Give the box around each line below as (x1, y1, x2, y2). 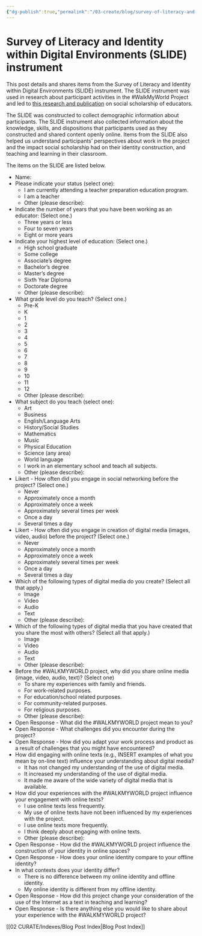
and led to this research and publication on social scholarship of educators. (6, 100, 193, 107)
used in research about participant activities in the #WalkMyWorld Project (6, 93, 189, 100)
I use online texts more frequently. (23, 821, 109, 829)
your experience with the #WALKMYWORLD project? (14, 911, 146, 918)
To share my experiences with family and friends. (23, 680, 146, 687)
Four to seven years (23, 225, 73, 232)
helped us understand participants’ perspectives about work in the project (6, 137, 190, 144)
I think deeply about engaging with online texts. (23, 828, 141, 835)
